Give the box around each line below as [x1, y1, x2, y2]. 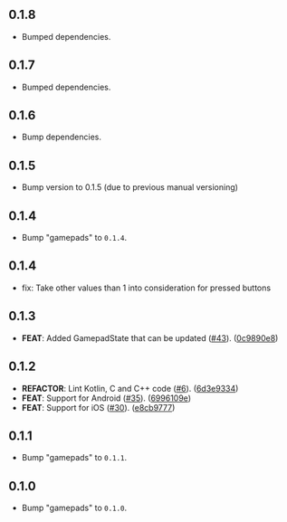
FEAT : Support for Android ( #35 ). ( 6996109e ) [21, 393, 192, 403]
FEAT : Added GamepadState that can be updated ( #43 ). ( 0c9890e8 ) [21, 332, 279, 343]
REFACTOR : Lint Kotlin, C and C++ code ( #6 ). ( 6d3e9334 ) [21, 383, 239, 394]
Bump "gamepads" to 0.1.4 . [21, 233, 128, 243]
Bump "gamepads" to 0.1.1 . [21, 452, 128, 463]
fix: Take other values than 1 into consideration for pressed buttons [21, 282, 272, 293]
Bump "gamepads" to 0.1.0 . [21, 502, 128, 514]
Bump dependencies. [21, 131, 101, 143]
